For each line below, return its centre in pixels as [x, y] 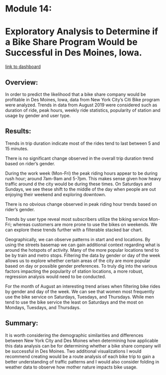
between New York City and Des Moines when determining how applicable [82, 341]
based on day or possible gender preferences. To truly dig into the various [81, 266]
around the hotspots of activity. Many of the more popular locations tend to [82, 250]
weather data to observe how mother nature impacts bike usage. [71, 367]
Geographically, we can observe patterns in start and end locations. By [78, 239]
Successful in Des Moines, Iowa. [74, 53]
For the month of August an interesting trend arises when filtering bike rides [83, 286]
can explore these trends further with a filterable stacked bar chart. [74, 230]
